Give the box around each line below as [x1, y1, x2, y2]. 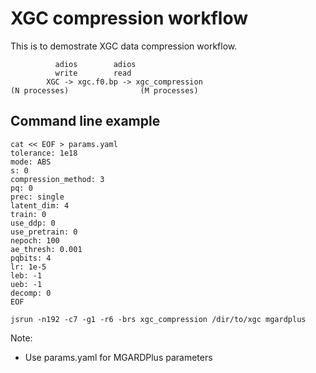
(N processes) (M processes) [10, 85, 199, 96]
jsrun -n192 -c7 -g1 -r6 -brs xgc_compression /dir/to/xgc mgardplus [10, 314, 307, 324]
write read [54, 68, 132, 78]
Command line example [10, 113, 161, 130]
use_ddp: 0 [10, 218, 56, 228]
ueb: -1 [10, 279, 43, 289]
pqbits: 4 [10, 253, 52, 263]
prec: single [10, 192, 65, 202]
